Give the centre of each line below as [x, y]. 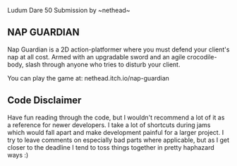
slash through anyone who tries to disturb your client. [103, 64]
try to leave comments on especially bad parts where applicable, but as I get [119, 140]
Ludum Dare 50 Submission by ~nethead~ [69, 10]
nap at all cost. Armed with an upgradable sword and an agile [96, 57]
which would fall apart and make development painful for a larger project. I [116, 132]
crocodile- [202, 57]
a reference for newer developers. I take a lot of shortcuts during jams [109, 125]
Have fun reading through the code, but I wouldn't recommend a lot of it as [116, 117]
